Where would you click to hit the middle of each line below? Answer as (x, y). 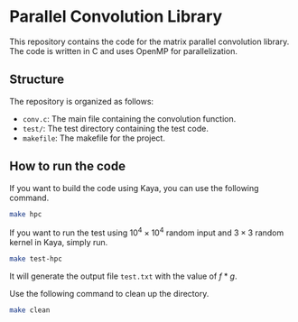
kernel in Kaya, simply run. (59, 243)
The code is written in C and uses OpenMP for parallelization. (123, 51)
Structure (37, 80)
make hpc (26, 214)
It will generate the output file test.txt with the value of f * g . (123, 276)
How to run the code (68, 166)
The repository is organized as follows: (82, 101)
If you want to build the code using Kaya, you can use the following (134, 188)
